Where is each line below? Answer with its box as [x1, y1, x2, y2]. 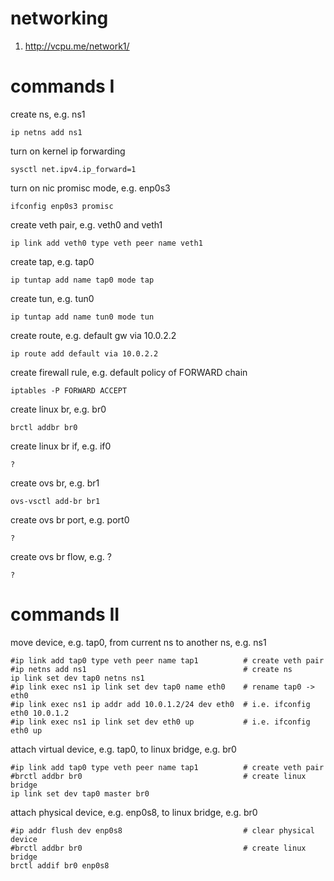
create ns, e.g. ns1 [10, 108, 86, 120]
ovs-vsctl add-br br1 [10, 496, 101, 506]
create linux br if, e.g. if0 [10, 440, 112, 452]
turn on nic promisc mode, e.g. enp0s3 [10, 182, 171, 194]
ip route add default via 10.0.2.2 [10, 348, 159, 359]
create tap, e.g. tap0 [10, 255, 95, 267]
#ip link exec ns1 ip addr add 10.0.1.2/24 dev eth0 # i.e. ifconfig [10, 699, 311, 709]
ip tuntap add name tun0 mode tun [10, 312, 155, 322]
